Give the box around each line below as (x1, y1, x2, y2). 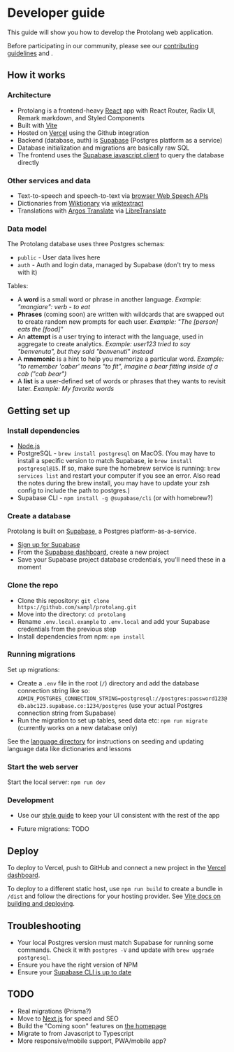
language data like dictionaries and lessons (7, 744, 131, 753)
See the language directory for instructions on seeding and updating (7, 737, 204, 746)
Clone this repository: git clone (17, 596, 110, 604)
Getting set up (7, 404, 71, 417)
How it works (7, 69, 66, 81)
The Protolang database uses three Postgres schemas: (7, 240, 166, 248)
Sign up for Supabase (17, 541, 80, 549)
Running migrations (7, 649, 75, 659)
